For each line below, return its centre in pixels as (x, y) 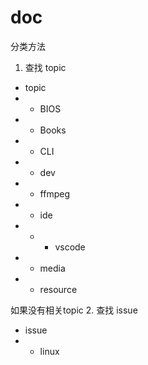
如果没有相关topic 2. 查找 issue (74, 310)
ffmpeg (54, 193)
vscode (70, 247)
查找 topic (45, 67)
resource (58, 289)
